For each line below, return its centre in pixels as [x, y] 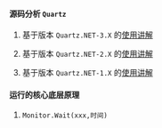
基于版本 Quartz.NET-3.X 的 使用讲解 [87, 35]
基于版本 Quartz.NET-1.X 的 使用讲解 [87, 73]
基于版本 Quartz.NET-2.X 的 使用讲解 [87, 54]
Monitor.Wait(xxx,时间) [65, 116]
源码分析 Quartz [38, 13]
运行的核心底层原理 [45, 94]
